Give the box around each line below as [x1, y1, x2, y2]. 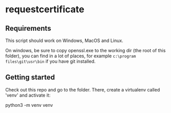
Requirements [5, 24, 51, 33]
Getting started [5, 73, 55, 82]
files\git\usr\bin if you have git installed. [5, 58, 96, 64]
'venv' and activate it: [5, 92, 51, 98]
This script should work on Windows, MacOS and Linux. [5, 37, 124, 43]
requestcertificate [5, 4, 84, 15]
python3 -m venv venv [5, 102, 53, 108]
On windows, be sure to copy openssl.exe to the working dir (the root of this [5, 48, 166, 53]
